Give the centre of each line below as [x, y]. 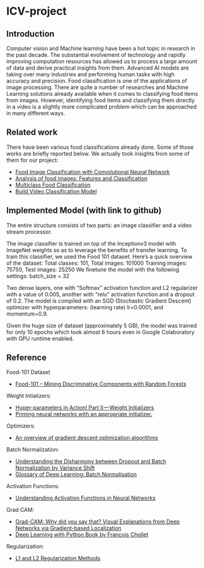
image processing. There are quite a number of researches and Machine [97, 87]
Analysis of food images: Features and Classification [81, 178]
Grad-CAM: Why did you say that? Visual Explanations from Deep [97, 522]
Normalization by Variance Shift [55, 468]
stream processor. [29, 232]
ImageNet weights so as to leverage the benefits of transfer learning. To [97, 250]
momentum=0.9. [27, 314]
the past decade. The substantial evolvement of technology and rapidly [96, 55]
